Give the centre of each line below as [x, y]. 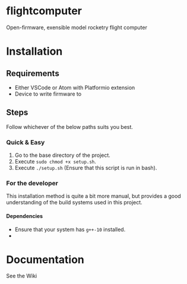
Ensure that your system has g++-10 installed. [70, 229]
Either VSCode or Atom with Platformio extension [75, 87]
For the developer [32, 183]
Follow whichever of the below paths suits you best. [70, 127]
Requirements [33, 73]
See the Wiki [22, 276]
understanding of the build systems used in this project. [74, 203]
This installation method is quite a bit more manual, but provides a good [93, 196]
